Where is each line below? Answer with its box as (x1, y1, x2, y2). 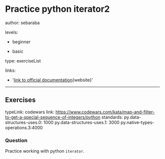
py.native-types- (120, 119, 155, 125)
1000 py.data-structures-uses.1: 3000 (43, 119, 120, 125)
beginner (12, 38, 31, 45)
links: (5, 67, 16, 73)
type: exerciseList (5, 58, 41, 64)
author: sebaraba (5, 20, 40, 26)
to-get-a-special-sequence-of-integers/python (5, 114, 101, 120)
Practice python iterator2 (5, 3, 110, 15)
